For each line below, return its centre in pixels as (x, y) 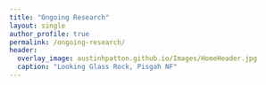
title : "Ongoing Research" (59, 17)
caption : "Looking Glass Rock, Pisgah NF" (97, 67)
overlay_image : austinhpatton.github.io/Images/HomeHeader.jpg (137, 58)
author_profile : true (50, 34)
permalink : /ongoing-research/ (67, 42)
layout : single (37, 26)
